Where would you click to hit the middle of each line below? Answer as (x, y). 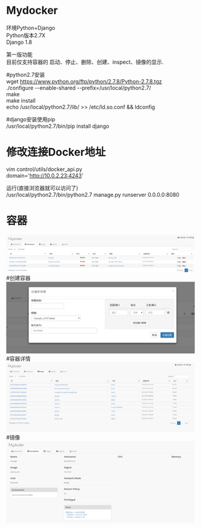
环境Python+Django (31, 28)
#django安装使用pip (31, 119)
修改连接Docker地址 (56, 152)
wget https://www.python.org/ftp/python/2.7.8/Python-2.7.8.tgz (84, 81)
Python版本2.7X (26, 35)
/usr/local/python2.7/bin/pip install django (58, 126)
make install (21, 100)
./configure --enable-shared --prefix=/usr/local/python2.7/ (79, 88)
